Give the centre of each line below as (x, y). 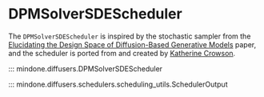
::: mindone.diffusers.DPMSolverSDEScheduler (85, 68)
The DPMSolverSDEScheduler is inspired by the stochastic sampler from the (130, 36)
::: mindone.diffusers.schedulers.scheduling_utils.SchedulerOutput (118, 84)
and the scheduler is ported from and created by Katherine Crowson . (122, 53)
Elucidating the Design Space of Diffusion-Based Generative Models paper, (132, 44)
